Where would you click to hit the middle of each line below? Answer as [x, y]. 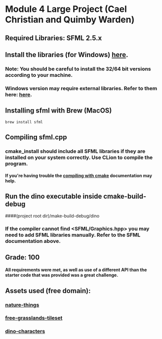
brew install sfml [24, 122]
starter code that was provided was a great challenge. [62, 275]
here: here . [19, 94]
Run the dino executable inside [54, 196]
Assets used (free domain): [48, 291]
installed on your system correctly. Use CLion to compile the [79, 157]
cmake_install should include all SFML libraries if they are [75, 151]
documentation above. [33, 241]
